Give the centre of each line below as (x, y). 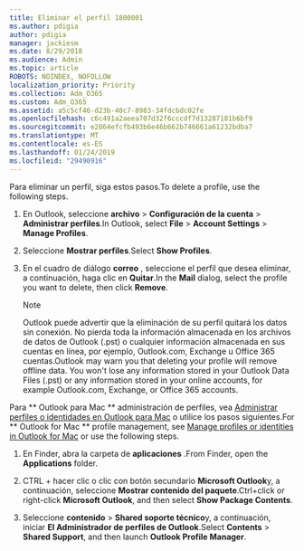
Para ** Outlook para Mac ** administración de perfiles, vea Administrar (144, 407)
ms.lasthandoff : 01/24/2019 (62, 152)
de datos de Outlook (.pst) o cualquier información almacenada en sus (154, 341)
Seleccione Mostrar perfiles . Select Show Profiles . (117, 251)
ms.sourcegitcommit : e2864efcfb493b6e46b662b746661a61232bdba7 (131, 128)
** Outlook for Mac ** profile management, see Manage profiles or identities (152, 426)
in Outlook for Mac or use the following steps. (94, 436)
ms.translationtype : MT (54, 136)
